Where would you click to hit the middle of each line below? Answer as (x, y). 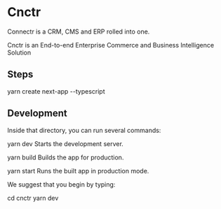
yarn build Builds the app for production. (66, 157)
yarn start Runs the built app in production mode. (78, 171)
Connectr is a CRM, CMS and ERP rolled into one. (79, 31)
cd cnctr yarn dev (33, 198)
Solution (19, 52)
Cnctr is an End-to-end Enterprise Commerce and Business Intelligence (111, 45)
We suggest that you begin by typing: (61, 184)
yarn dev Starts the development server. (66, 143)
